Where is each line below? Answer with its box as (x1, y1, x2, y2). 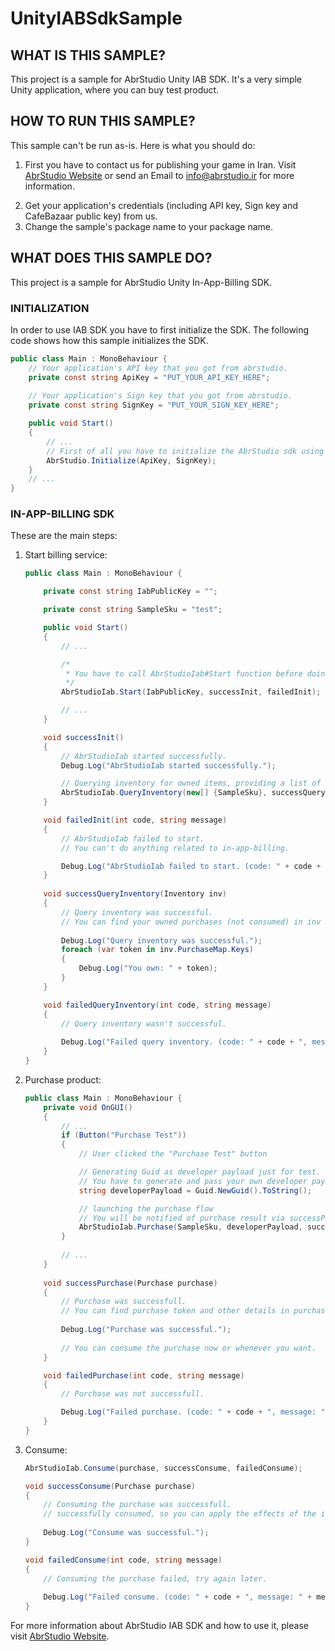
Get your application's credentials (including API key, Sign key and (24, 199, 299, 211)
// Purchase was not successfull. (61, 1389, 205, 1399)
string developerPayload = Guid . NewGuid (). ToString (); (78, 1185, 313, 1196)
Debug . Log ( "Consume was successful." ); (43, 1528, 210, 1538)
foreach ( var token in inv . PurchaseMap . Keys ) (61, 945, 255, 955)
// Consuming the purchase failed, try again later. (43, 1573, 268, 1584)
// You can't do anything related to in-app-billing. (61, 843, 290, 853)
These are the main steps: (10, 530, 118, 542)
